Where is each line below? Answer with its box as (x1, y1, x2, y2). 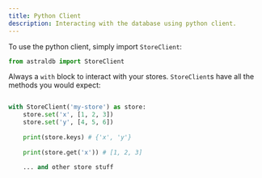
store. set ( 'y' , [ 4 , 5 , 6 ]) (23, 118, 114, 126)
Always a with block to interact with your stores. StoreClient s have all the (8, 72, 255, 82)
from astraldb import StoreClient (8, 57, 125, 66)
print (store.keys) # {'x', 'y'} (23, 133, 132, 142)
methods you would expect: (8, 80, 101, 90)
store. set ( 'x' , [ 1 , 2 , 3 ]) (23, 111, 114, 119)
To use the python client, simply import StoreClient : (8, 41, 182, 51)
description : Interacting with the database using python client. (8, 19, 237, 28)
